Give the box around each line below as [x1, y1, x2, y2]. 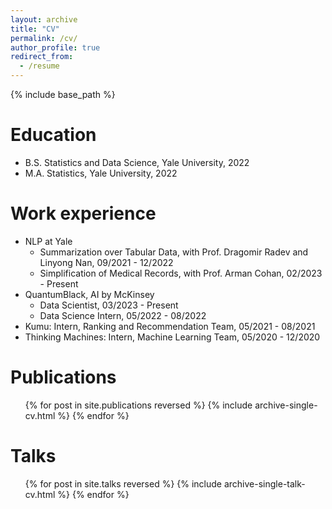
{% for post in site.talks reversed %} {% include [24, 477, 223, 490]
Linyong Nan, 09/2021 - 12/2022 [39, 256, 174, 268]
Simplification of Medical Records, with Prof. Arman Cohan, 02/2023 [39, 267, 323, 279]
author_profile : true [10, 42, 101, 53]
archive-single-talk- [223, 477, 306, 490]
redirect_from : [10, 52, 74, 62]
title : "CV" [10, 24, 60, 34]
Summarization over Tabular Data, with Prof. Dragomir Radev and [39, 246, 309, 258]
